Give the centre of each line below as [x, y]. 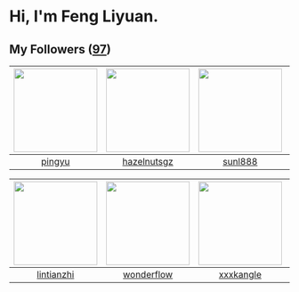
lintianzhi [56, 275]
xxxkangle [240, 275]
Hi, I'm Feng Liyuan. [84, 16]
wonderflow [148, 275]
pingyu [56, 162]
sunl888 [240, 162]
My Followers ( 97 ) [60, 49]
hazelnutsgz [148, 162]
